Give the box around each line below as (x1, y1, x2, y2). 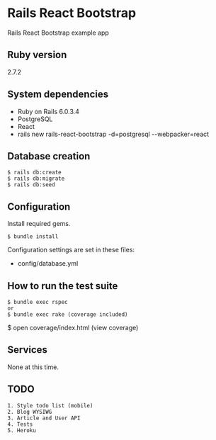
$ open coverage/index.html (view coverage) (7, 324, 139, 332)
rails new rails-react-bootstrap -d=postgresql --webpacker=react (17, 130, 210, 138)
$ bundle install (7, 233, 59, 240)
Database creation (7, 150, 91, 162)
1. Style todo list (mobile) (7, 402, 93, 409)
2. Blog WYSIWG (7, 408, 52, 415)
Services (7, 344, 48, 356)
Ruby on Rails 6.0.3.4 (17, 107, 80, 115)
